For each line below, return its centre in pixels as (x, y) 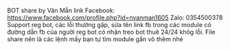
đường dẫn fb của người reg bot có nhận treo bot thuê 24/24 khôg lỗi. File (111, 32)
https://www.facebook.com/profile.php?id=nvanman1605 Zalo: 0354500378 (115, 18)
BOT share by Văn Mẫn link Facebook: (61, 10)
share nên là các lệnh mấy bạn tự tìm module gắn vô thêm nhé (95, 39)
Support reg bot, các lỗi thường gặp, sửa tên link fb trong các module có (109, 25)
